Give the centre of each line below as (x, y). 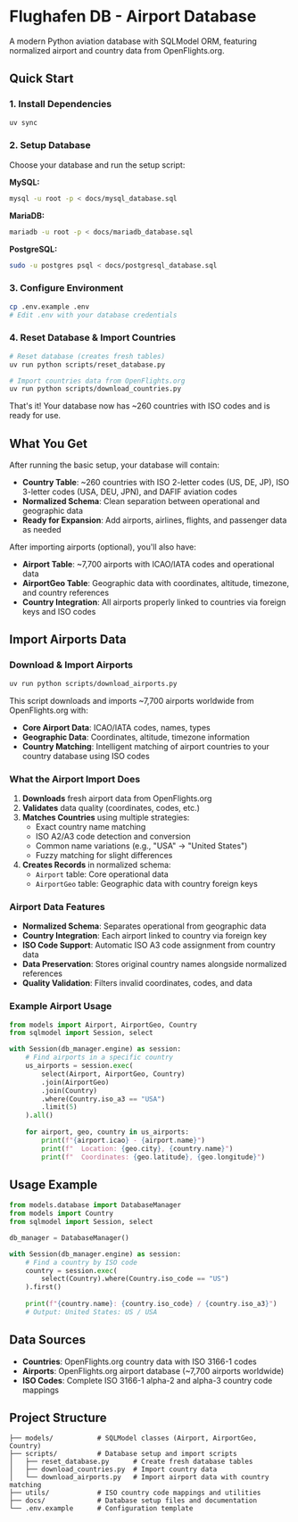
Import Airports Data (68, 640)
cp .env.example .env (50, 306)
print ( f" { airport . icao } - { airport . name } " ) (123, 1140)
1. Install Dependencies (61, 104)
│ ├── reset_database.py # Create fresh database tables (131, 1462)
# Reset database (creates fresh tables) (87, 356)
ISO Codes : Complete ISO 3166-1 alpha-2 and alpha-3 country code (147, 1380)
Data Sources (48, 1340)
